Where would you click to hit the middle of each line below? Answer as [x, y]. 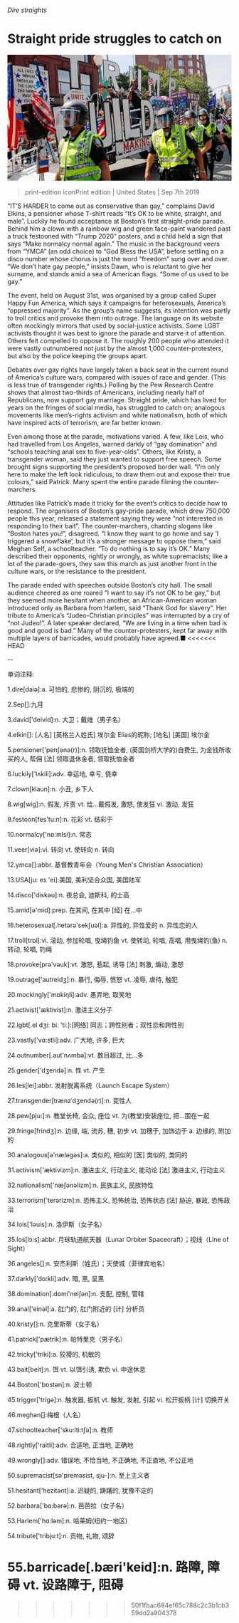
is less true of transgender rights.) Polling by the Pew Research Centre [111, 385]
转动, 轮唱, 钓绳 [30, 949]
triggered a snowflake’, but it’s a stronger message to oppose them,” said [114, 541]
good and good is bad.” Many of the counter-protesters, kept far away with [117, 631]
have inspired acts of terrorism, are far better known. [85, 423]
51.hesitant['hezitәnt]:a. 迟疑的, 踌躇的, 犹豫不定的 [80, 1491]
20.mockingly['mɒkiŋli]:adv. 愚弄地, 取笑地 [69, 995]
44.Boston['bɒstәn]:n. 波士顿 [50, 1384]
